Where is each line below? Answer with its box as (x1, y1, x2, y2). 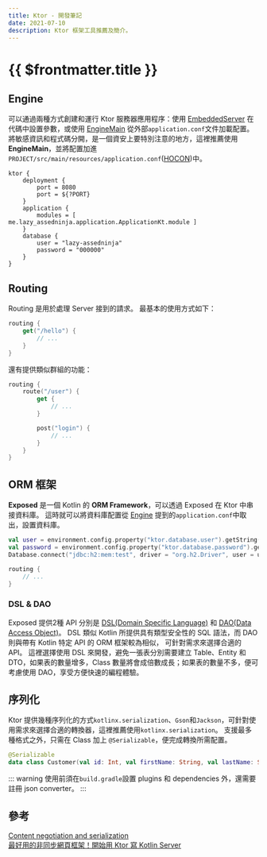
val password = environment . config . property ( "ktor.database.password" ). (8, 543, 254, 551)
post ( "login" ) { (37, 424, 91, 432)
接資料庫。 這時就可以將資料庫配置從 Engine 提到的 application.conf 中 (8, 510, 240, 520)
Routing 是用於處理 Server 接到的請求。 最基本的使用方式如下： (8, 303, 216, 314)
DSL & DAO (8, 599, 52, 610)
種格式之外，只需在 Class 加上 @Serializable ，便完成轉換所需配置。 (8, 735, 232, 745)
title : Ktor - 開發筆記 (8, 11, 82, 20)
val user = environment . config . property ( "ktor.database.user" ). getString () (8, 536, 265, 544)
